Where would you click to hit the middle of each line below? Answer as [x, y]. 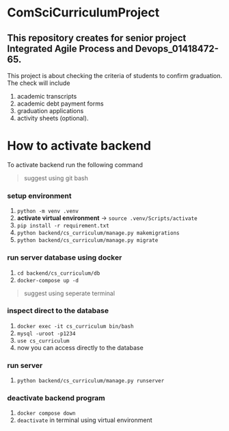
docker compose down [46, 414]
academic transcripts [47, 96]
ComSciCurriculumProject [83, 13]
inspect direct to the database [58, 311]
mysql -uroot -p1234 [46, 334]
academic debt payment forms [60, 103]
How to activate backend [79, 146]
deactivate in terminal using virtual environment [84, 420]
